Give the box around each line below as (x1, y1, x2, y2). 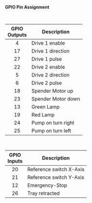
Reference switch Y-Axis (27, 174, 84, 180)
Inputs (7, 158, 23, 164)
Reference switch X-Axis (27, 166, 85, 173)
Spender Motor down (31, 96, 80, 102)
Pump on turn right (31, 120, 74, 126)
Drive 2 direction (31, 72, 70, 78)
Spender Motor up (31, 88, 74, 94)
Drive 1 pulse (31, 56, 62, 62)
